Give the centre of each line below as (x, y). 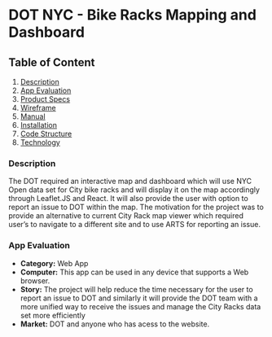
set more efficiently (53, 315)
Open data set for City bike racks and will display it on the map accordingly (134, 190)
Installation (39, 125)
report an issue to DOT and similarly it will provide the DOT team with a (139, 298)
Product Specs (45, 99)
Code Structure (46, 133)
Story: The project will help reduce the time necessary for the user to (137, 289)
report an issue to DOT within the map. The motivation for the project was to (136, 207)
